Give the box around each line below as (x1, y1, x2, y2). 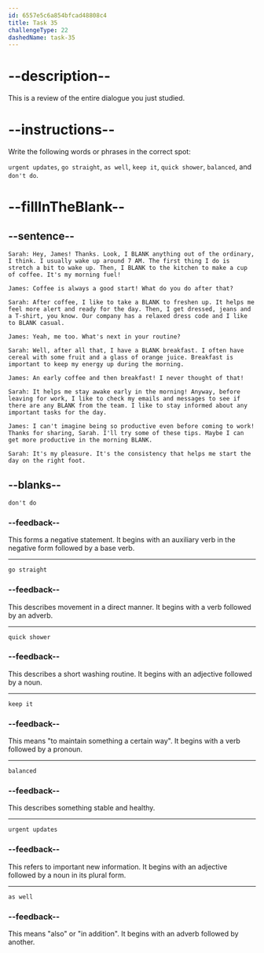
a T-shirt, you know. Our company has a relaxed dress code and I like (8, 312, 247, 320)
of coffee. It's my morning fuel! (8, 271, 122, 279)
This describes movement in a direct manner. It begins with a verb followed (8, 602, 251, 611)
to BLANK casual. (8, 320, 65, 327)
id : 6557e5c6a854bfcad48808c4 (8, 11, 108, 20)
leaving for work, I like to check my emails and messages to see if (8, 395, 241, 403)
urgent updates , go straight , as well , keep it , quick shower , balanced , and (8, 162, 252, 172)
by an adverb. (8, 611, 53, 620)
